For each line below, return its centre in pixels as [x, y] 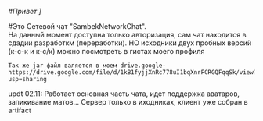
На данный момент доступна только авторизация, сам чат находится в [127, 35]
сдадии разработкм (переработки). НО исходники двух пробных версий [130, 43]
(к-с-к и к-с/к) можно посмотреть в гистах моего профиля [106, 51]
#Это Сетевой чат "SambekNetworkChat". [77, 26]
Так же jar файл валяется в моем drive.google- [87, 66]
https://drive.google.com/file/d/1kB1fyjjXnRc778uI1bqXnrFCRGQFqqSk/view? [133, 73]
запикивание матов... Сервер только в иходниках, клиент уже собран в [128, 102]
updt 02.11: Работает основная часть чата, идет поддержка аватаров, [124, 94]
